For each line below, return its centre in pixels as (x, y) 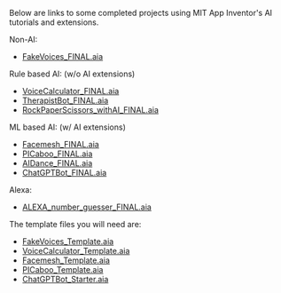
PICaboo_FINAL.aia (57, 154)
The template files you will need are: (75, 224)
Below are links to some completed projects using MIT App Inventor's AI (141, 13)
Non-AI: (23, 40)
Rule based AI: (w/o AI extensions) (72, 74)
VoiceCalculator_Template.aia (76, 251)
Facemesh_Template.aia (66, 260)
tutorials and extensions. (54, 22)
